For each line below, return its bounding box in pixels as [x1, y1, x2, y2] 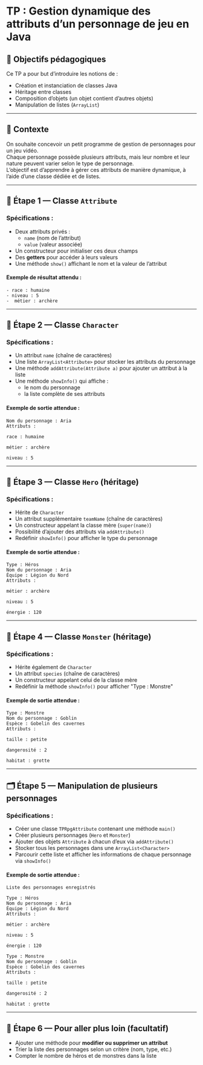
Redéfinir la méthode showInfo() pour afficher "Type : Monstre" [14, 683, 173, 690]
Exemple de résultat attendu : [6, 274, 82, 281]
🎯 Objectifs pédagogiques [6, 54, 106, 64]
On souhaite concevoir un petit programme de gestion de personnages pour [6, 140, 196, 148]
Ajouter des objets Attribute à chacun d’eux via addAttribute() [14, 838, 174, 845]
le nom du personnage [24, 384, 80, 391]
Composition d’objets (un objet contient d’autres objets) [14, 95, 153, 102]
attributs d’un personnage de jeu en [6, 17, 189, 31]
